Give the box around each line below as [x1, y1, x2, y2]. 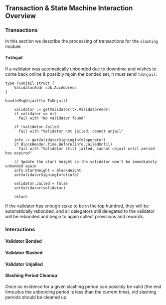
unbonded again [5, 163, 37, 168]
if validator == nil [14, 111, 57, 116]
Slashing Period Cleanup [5, 273, 57, 279]
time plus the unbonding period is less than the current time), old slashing [5, 289, 157, 295]
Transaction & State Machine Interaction [5, 4, 133, 12]
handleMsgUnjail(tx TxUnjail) [5, 98, 68, 103]
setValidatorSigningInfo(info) [14, 172, 79, 177]
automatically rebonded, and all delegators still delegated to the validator [5, 208, 155, 214]
